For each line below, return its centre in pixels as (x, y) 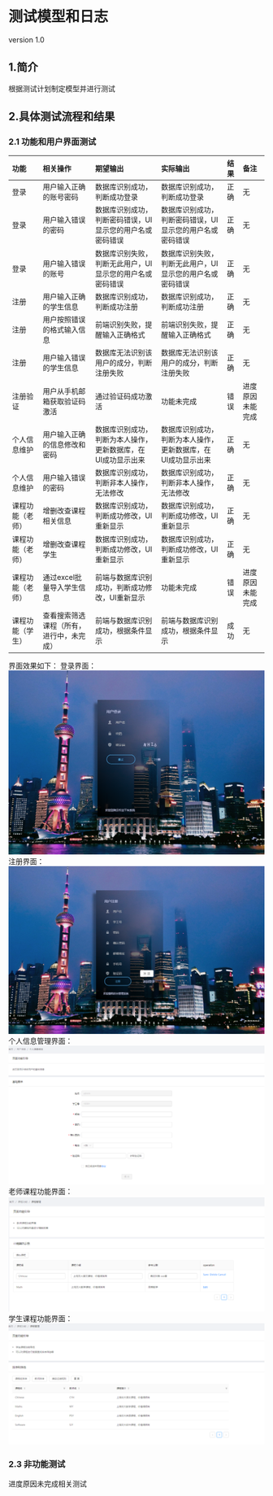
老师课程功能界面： (41, 1192)
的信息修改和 (64, 444)
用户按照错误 (64, 320)
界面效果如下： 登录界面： (52, 665)
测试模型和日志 (58, 17)
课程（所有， (64, 626)
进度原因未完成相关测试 (48, 1483)
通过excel (59, 577)
